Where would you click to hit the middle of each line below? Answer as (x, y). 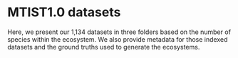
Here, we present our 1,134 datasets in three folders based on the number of (119, 32)
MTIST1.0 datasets (64, 12)
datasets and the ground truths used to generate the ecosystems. (104, 47)
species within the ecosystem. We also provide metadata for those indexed (118, 39)
